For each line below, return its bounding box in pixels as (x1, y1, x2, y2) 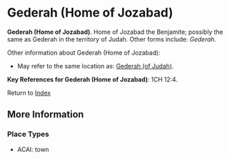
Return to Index (7, 88, 51, 97)
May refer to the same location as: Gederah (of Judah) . (17, 62, 174, 70)
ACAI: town (17, 145, 50, 153)
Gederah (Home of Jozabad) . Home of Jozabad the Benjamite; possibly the (7, 28, 223, 36)
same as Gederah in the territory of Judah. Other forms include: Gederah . (7, 35, 216, 43)
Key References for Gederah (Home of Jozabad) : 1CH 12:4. (7, 75, 178, 84)
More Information (7, 109, 84, 120)
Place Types (7, 129, 50, 139)
